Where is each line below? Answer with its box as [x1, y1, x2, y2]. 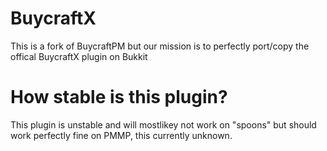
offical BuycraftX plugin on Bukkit [10, 50, 148, 62]
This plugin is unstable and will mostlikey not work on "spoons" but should [10, 118, 317, 131]
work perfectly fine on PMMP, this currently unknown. [10, 129, 233, 141]
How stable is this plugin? [10, 86, 228, 109]
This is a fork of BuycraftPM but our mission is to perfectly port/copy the [10, 40, 310, 52]
